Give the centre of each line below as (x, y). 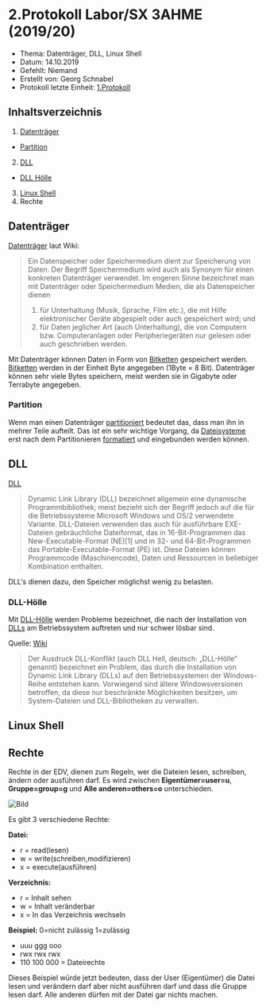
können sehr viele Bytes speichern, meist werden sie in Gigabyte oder (123, 376)
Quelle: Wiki (28, 643)
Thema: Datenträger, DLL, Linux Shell (81, 53)
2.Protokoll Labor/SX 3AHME (106, 15)
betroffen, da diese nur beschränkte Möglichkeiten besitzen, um (133, 692)
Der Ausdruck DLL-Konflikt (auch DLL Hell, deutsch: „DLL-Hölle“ (133, 658)
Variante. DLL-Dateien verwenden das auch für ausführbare (125, 524)
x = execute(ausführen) (58, 867)
